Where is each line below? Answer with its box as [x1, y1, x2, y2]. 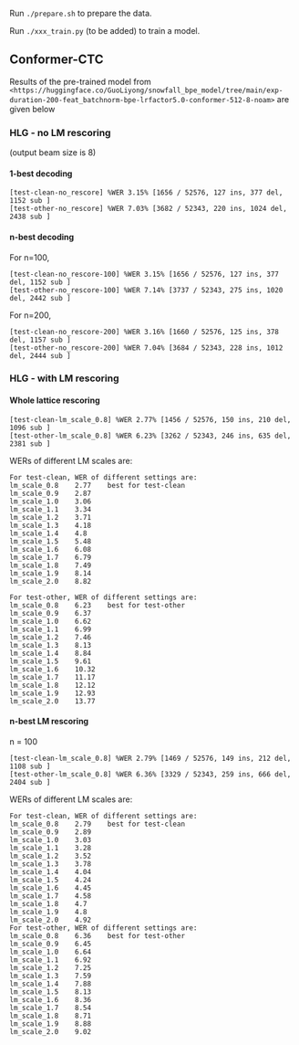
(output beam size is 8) [9, 147, 97, 158]
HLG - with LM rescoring [9, 372, 119, 385]
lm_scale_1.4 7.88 [9, 979, 92, 988]
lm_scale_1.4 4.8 [9, 529, 88, 538]
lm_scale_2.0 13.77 [9, 696, 96, 706]
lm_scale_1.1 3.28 [9, 843, 92, 852]
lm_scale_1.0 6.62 [9, 617, 92, 626]
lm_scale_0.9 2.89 [9, 827, 92, 837]
